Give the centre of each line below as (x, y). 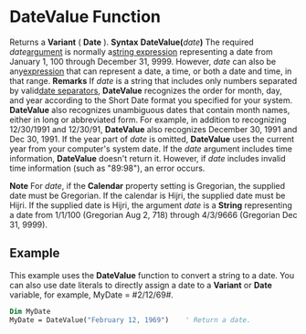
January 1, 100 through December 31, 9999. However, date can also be (143, 61)
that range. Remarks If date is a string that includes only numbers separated (153, 80)
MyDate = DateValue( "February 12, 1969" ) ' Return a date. (130, 320)
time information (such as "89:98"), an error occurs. (107, 168)
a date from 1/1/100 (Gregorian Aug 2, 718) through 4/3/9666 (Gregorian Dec (153, 214)
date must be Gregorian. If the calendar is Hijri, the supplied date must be (148, 195)
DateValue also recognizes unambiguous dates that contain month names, (150, 110)
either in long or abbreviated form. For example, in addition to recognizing (148, 120)
